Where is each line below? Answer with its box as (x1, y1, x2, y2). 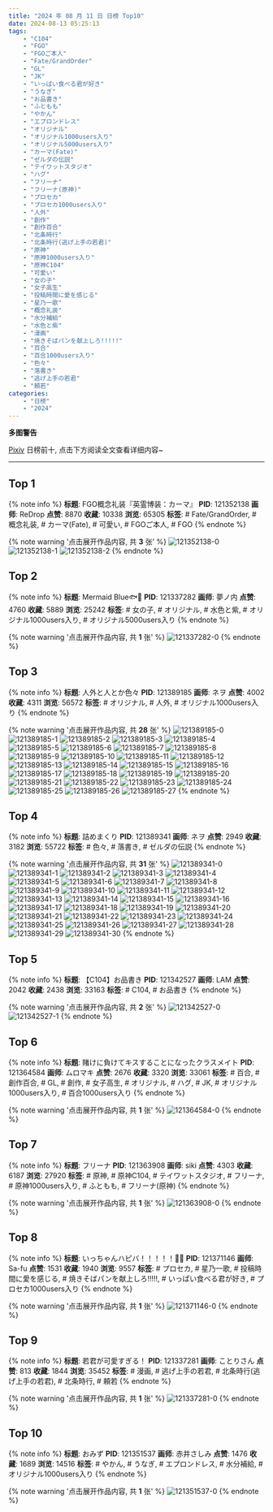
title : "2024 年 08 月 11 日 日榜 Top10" (8, 11, 145, 20)
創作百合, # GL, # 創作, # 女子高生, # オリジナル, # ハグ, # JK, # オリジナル (8, 1078, 258, 1087)
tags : (8, 27, 27, 35)
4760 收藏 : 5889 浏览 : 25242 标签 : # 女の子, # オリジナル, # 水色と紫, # (8, 604, 248, 614)
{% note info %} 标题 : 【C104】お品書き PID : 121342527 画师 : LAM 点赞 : (8, 975, 250, 985)
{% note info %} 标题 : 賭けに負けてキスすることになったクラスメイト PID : (8, 1057, 254, 1067)
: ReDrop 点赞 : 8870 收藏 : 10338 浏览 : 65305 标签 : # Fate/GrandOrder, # (15, 509, 258, 519)
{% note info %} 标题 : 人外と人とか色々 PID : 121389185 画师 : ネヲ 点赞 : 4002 (8, 687, 265, 697)
